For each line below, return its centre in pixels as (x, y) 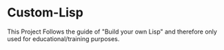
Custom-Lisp (45, 13)
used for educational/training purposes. (63, 38)
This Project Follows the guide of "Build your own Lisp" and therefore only (112, 32)
